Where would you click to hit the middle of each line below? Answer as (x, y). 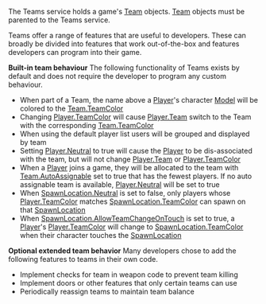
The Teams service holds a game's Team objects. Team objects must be (126, 12)
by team (33, 142)
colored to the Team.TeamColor (71, 108)
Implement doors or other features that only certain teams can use (128, 283)
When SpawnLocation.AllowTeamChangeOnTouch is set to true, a (127, 218)
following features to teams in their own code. (83, 259)
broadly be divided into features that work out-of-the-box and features (124, 44)
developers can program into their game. (75, 52)
